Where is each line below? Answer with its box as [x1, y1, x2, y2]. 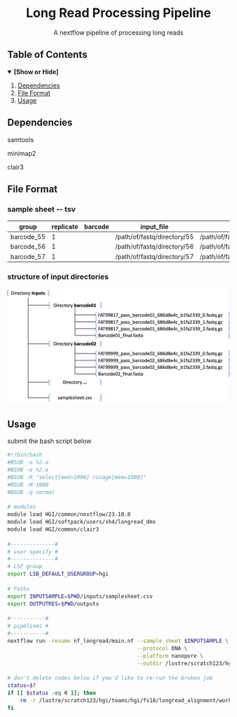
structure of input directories [7, 272, 109, 282]
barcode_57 [10, 252, 46, 260]
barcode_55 [10, 233, 46, 241]
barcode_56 [10, 242, 46, 251]
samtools [7, 135, 34, 144]
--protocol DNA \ [136, 644, 188, 652]
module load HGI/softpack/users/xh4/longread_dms [7, 519, 157, 526]
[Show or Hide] [13, 67, 59, 76]
